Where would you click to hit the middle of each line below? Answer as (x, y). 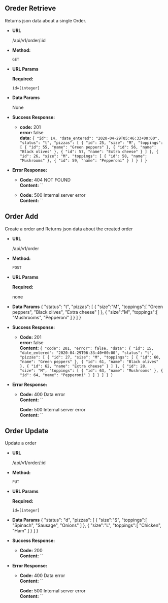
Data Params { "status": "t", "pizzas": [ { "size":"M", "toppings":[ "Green (88, 307)
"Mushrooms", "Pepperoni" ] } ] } (47, 317)
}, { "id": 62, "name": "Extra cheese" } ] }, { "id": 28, (83, 366)
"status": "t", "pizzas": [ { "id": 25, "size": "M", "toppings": (91, 143)
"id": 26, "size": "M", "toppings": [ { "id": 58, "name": (83, 156)
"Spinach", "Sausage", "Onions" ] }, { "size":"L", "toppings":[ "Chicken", (87, 525)
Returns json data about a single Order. (46, 20)
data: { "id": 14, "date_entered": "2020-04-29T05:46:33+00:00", (90, 138)
